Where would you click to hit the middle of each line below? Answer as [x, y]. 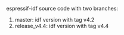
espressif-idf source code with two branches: [62, 8]
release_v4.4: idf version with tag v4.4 [62, 26]
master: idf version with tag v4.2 [55, 20]
